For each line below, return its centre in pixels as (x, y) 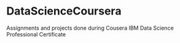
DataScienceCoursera (64, 11)
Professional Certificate (36, 34)
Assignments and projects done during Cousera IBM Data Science (90, 28)
